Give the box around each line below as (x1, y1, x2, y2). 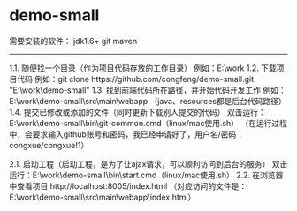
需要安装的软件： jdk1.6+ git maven (9, 35, 138, 46)
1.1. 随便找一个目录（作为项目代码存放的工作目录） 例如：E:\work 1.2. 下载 (9, 63, 277, 73)
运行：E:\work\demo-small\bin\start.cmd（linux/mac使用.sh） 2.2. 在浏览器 (9, 170, 284, 180)
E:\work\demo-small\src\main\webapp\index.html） (9, 192, 196, 202)
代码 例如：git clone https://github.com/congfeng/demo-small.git (16, 73, 255, 84)
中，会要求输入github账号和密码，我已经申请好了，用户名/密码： (9, 129, 245, 139)
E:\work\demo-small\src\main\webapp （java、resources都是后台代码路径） (9, 95, 287, 106)
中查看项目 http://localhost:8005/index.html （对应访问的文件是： (9, 180, 247, 191)
